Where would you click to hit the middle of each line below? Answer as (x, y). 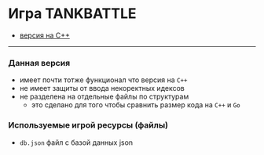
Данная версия (39, 63)
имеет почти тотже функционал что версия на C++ (103, 80)
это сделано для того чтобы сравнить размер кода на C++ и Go (136, 105)
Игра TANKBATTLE (72, 14)
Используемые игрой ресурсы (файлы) (88, 125)
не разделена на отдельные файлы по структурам (104, 97)
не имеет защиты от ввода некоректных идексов (102, 88)
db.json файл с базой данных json (76, 142)
